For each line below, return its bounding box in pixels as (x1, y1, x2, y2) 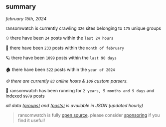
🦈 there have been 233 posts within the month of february (5, 45, 124, 51)
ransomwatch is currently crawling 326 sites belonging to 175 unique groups (5, 25, 162, 31)
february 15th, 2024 (5, 15, 47, 21)
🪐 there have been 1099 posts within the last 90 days (5, 55, 117, 61)
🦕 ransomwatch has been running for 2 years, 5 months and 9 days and (5, 87, 155, 93)
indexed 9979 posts (5, 93, 45, 99)
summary (5, 2, 36, 11)
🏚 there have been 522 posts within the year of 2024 (5, 66, 115, 72)
